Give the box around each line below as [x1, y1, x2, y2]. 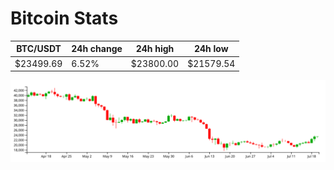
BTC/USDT [16, 43, 62, 55]
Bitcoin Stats [10, 7, 119, 30]
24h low [193, 43, 229, 55]
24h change [71, 43, 123, 55]
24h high [135, 43, 175, 55]
